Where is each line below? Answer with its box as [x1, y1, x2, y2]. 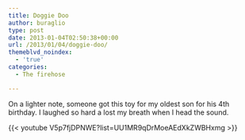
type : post [8, 26, 44, 34]
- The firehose [15, 70, 66, 78]
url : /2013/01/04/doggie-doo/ [8, 41, 109, 49]
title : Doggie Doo [8, 11, 69, 20]
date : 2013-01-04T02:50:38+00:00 [8, 33, 119, 42]
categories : [8, 63, 48, 71]
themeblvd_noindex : [8, 48, 73, 56]
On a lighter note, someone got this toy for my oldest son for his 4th [8, 99, 230, 108]
